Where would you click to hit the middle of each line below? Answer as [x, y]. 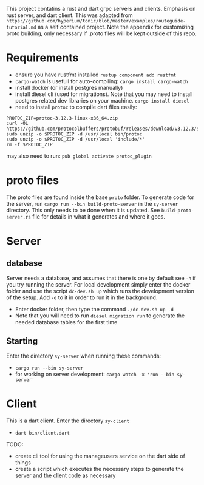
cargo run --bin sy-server [49, 368]
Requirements [42, 58]
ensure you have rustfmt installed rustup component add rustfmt [96, 75]
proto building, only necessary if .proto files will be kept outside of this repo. [102, 33]
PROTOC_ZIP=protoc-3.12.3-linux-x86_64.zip [62, 118]
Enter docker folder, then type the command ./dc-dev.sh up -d [94, 309]
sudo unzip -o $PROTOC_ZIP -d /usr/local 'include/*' [76, 139]
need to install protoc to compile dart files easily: [76, 107]
